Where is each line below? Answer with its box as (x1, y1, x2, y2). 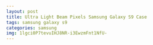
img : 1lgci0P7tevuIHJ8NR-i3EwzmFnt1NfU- (6, 30, 108, 36)
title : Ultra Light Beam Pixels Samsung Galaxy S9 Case (6, 14, 147, 20)
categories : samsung (6, 25, 58, 31)
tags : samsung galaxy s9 (6, 19, 68, 25)
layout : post (6, 8, 39, 15)
